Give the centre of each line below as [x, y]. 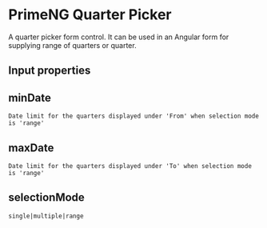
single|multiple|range [46, 216]
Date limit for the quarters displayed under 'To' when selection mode [130, 166]
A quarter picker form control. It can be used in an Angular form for [119, 37]
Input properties [50, 71]
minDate [30, 98]
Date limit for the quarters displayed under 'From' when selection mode [134, 116]
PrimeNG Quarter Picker [90, 15]
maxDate [31, 148]
